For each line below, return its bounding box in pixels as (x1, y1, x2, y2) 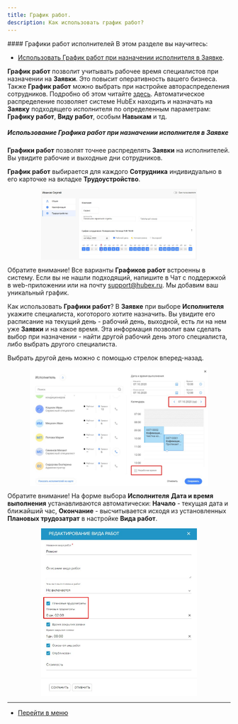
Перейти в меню (17, 708, 69, 717)
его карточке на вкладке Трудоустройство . (7, 175, 141, 184)
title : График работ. (7, 11, 72, 18)
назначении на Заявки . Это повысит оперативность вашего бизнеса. (7, 75, 217, 83)
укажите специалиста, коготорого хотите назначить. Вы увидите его (7, 309, 215, 318)
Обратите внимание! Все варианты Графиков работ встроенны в (7, 265, 206, 274)
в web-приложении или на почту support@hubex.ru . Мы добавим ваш (7, 280, 219, 289)
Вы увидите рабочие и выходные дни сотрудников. (7, 153, 163, 163)
